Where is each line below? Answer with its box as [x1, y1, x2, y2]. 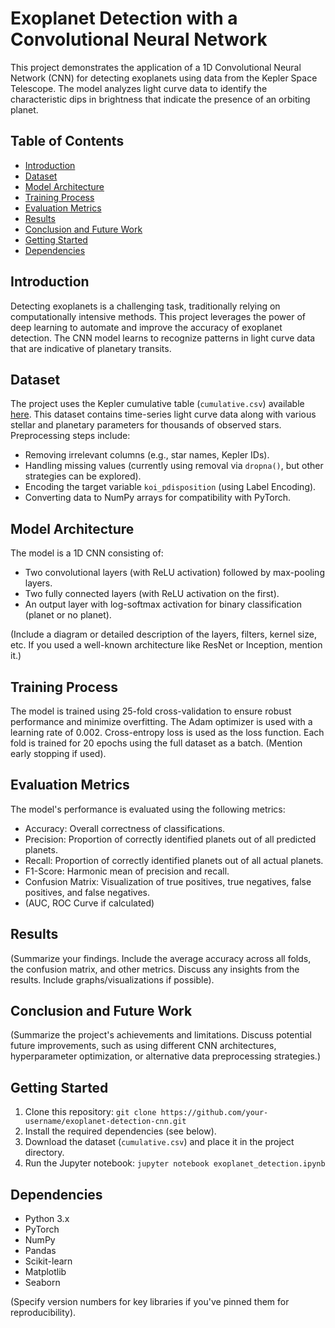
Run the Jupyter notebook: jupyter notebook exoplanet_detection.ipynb [24, 1157, 326, 1169]
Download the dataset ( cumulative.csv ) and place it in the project [24, 1136, 295, 1148]
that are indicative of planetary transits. [10, 342, 172, 354]
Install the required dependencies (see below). [24, 1125, 217, 1137]
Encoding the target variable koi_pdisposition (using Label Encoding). [24, 481, 317, 493]
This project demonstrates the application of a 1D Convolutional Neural [10, 61, 302, 73]
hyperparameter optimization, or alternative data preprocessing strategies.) [10, 1050, 322, 1062]
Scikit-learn [24, 1255, 73, 1267]
